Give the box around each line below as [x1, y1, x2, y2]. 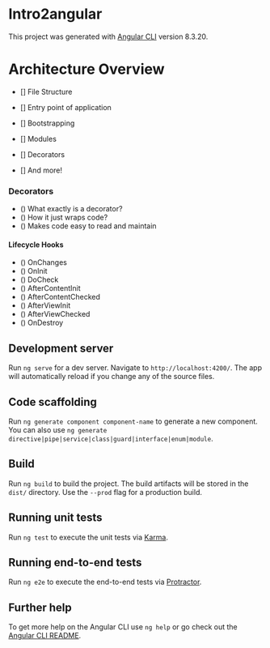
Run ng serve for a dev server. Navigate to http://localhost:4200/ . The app [8, 363, 263, 373]
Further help [8, 600, 73, 614]
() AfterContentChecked [19, 292, 101, 302]
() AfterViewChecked [19, 309, 91, 319]
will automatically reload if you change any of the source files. [8, 372, 215, 382]
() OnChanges [19, 258, 67, 267]
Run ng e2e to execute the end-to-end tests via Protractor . [8, 577, 202, 587]
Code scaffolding [8, 394, 97, 409]
